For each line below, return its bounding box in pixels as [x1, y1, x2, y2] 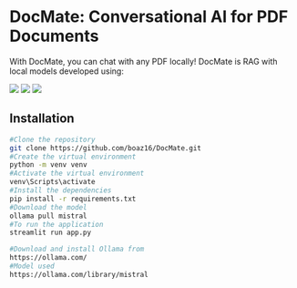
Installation [9, 111, 75, 127]
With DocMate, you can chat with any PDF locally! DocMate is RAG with [9, 56, 278, 67]
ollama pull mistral [9, 211, 88, 221]
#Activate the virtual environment [9, 169, 145, 179]
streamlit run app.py [9, 228, 92, 238]
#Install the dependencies [9, 186, 112, 195]
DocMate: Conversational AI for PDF [9, 6, 289, 27]
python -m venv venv [9, 160, 88, 170]
